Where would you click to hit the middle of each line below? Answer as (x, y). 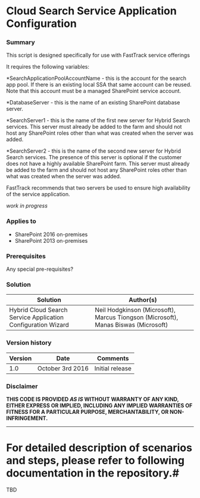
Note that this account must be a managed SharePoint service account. (94, 91)
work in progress (27, 206)
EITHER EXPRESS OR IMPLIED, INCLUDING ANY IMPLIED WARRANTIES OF (99, 405)
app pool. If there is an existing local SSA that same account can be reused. (99, 85)
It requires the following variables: (48, 67)
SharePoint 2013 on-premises (51, 240)
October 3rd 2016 (63, 368)
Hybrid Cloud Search (38, 310)
